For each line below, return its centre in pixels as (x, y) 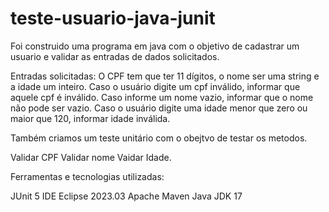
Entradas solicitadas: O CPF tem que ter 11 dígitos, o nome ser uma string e (165, 76)
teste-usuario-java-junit (113, 18)
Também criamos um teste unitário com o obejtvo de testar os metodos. (159, 138)
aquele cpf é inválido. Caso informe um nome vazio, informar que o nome (162, 97)
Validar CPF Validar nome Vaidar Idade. (91, 157)
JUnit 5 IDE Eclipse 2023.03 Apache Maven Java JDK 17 (126, 196)
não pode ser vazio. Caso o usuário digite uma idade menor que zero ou (159, 108)
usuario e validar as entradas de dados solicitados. (115, 56)
